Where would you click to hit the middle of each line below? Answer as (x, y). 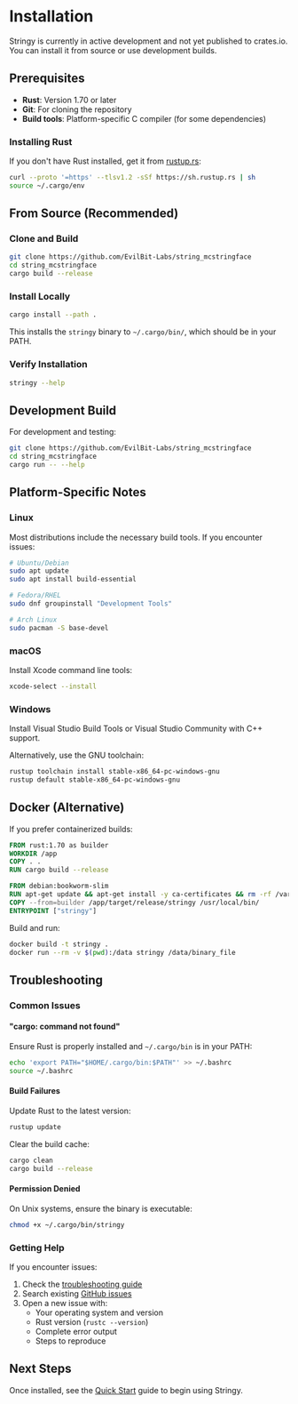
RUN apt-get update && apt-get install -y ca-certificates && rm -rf (141, 895)
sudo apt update (39, 571)
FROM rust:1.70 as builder (59, 845)
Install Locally (40, 297)
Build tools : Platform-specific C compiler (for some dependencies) (144, 118)
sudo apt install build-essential (73, 580)
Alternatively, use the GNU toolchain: (77, 755)
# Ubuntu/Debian (39, 563)
